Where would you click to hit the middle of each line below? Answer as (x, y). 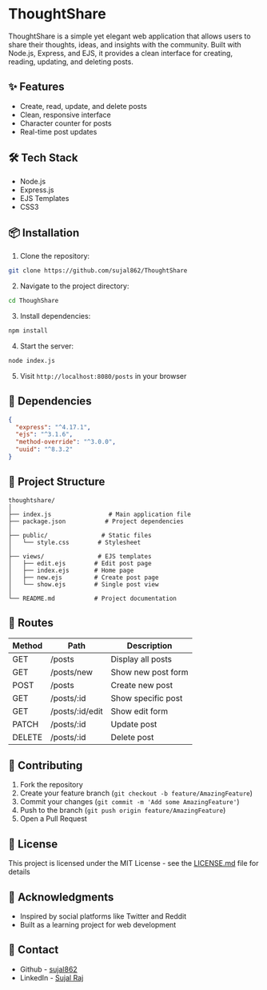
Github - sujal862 (48, 969)
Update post (134, 724)
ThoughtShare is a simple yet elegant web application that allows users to (130, 36)
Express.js (37, 190)
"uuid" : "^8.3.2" (44, 449)
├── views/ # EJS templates (80, 556)
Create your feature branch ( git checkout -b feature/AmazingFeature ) (136, 793)
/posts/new (72, 672)
